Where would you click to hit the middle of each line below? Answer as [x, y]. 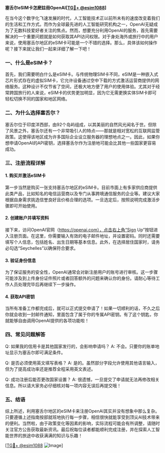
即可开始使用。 [24, 206]
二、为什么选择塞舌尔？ [33, 113]
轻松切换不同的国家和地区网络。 [37, 99]
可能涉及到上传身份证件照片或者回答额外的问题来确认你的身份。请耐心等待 [80, 278]
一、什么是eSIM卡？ [29, 62]
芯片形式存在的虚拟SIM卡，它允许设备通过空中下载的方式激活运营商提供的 [80, 80]
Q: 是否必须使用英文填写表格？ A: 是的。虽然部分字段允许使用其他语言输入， [82, 363]
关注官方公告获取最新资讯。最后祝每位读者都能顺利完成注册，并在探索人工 [80, 429]
